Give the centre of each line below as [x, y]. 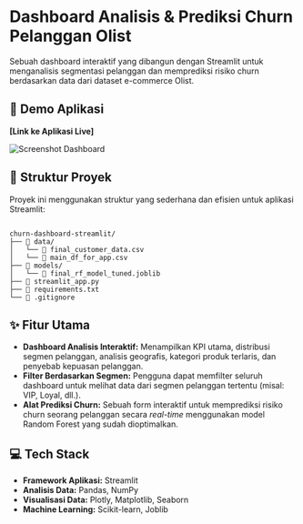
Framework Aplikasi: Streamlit [80, 480]
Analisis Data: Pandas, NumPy [81, 490]
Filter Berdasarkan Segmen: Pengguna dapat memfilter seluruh [143, 376]
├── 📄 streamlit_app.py [55, 281]
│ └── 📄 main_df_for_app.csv [69, 257]
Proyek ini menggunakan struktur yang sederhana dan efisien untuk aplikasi [151, 199]
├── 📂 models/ [36, 266]
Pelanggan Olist [71, 36]
